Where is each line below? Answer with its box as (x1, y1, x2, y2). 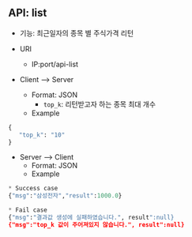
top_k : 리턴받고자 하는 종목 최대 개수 (43, 99, 156, 109)
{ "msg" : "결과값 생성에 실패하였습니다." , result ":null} (8, 213, 175, 222)
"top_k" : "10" (18, 130, 66, 139)
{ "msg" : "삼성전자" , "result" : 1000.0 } (8, 192, 122, 200)
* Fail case (8, 206, 47, 214)
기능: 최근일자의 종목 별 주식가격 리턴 (19, 28, 134, 38)
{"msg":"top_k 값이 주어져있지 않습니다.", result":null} (8, 220, 185, 228)
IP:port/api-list (31, 59, 79, 69)
